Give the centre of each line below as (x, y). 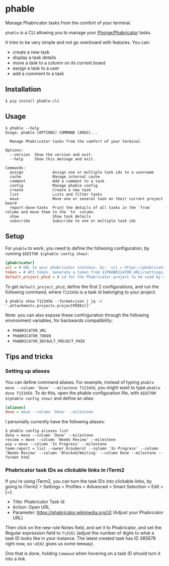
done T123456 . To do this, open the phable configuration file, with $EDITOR (81, 393)
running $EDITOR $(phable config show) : (47, 254)
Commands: (16, 168)
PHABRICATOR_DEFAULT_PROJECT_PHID (49, 341)
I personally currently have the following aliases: (55, 422)
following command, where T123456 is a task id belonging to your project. (81, 292)
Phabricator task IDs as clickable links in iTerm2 (65, 470)
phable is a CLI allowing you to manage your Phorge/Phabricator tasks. (78, 32)
